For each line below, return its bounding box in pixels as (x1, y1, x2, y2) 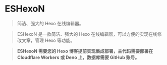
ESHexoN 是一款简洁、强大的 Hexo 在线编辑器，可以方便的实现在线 (17, 31, 157, 37)
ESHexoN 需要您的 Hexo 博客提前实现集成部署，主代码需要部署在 (17, 48, 153, 54)
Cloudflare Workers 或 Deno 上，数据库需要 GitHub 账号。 (17, 54, 140, 60)
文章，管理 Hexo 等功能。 (21, 37, 75, 43)
